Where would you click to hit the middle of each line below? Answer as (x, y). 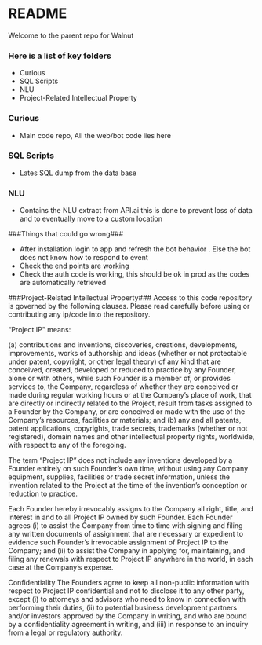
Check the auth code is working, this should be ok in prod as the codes (135, 274)
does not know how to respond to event (84, 258)
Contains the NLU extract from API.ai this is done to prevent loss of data (136, 211)
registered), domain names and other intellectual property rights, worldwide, (131, 437)
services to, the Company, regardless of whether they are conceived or (124, 387)
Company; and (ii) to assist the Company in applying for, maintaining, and (127, 551)
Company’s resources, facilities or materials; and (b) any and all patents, (125, 420)
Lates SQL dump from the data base (78, 173)
